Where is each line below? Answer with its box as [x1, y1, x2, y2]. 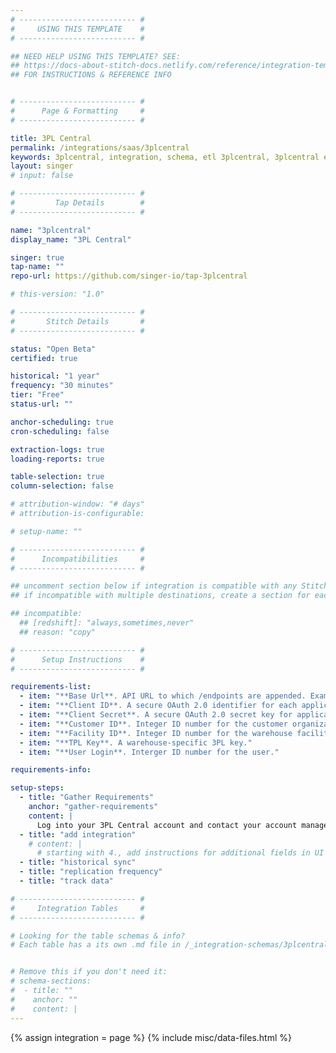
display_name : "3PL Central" [10, 234, 132, 245]
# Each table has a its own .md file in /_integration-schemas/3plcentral [10, 940, 329, 950]
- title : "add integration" [19, 829, 137, 840]
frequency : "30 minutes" [10, 381, 114, 391]
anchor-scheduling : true [10, 417, 114, 427]
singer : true [10, 252, 65, 263]
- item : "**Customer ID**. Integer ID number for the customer [19, 719, 288, 729]
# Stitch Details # [10, 316, 145, 326]
